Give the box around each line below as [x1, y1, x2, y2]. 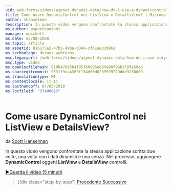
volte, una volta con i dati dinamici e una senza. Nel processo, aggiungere [5, 154, 161, 160]
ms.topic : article [5, 41, 45, 46]
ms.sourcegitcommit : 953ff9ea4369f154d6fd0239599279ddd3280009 [5, 70, 143, 75]
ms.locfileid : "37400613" [5, 88, 60, 94]
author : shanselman [5, 17, 47, 22]
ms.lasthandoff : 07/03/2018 [5, 83, 66, 89]
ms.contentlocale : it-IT [5, 79, 58, 84]
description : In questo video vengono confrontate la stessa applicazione [5, 22, 168, 27]
